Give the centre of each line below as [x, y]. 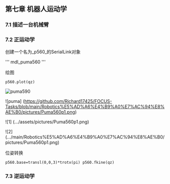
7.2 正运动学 [20, 40]
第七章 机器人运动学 [36, 9]
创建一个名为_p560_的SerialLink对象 [43, 52]
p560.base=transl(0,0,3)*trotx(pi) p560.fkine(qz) [60, 162]
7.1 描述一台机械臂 [27, 25]
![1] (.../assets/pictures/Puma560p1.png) [47, 122]
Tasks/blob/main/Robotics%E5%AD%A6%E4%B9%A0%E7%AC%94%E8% [85, 106]
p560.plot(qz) [20, 82]
